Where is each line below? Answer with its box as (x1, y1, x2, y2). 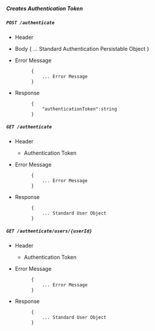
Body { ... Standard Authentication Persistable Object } (14, 45, 150, 53)
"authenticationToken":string (41, 106, 117, 112)
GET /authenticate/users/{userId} (6, 228, 93, 234)
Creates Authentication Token (6, 5, 83, 12)
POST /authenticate (6, 20, 55, 26)
